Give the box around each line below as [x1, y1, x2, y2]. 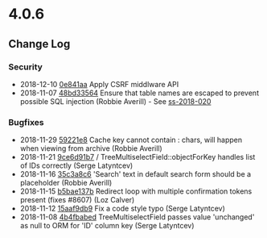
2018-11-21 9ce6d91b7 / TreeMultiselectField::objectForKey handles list [19, 152, 256, 162]
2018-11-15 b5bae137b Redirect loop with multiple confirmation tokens [19, 186, 253, 196]
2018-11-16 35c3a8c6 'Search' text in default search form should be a [19, 169, 252, 179]
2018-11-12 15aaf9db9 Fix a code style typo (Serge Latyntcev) [19, 203, 225, 214]
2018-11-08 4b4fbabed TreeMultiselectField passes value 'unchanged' [19, 212, 255, 222]
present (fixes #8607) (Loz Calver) [19, 195, 135, 205]
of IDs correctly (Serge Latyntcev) [19, 161, 133, 170]
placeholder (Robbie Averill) [19, 178, 113, 188]
